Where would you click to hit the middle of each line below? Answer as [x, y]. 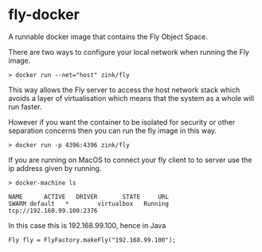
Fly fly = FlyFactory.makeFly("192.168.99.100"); [92, 240]
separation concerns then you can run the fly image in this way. [113, 130]
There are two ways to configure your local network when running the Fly [129, 52]
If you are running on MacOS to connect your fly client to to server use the [130, 160]
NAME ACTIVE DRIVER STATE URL [89, 196]
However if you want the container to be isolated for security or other [122, 122]
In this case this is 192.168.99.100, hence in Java [87, 225]
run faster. [25, 107]
